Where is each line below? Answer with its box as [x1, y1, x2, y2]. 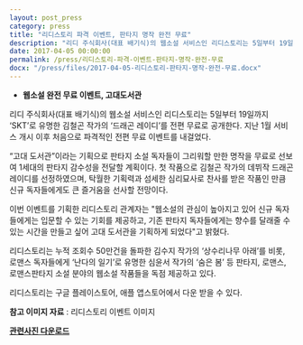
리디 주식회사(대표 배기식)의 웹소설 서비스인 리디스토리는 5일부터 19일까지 [9, 108, 269, 119]
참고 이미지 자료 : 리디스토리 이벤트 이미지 [9, 306, 156, 317]
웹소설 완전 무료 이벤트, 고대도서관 [22, 89, 142, 100]
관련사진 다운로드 [9, 325, 70, 336]
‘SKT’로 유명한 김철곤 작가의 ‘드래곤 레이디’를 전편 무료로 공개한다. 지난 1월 [9, 119, 272, 131]
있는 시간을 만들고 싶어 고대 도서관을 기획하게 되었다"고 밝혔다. [9, 226, 230, 237]
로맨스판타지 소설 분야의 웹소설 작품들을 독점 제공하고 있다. [9, 267, 216, 278]
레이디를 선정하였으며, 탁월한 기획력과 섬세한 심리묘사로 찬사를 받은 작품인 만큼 [9, 172, 287, 183]
